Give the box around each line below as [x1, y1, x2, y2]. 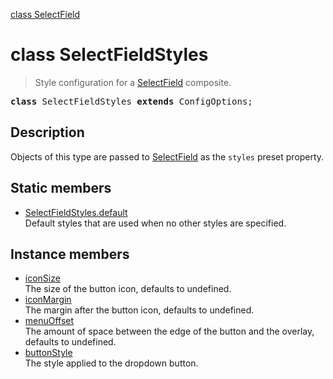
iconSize [24, 272, 61, 284]
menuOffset [24, 315, 75, 327]
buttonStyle [24, 347, 73, 359]
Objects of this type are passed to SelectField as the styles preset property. [10, 150, 325, 163]
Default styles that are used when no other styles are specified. [24, 217, 287, 229]
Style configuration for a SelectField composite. [34, 76, 232, 88]
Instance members [10, 245, 130, 263]
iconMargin [24, 294, 72, 306]
